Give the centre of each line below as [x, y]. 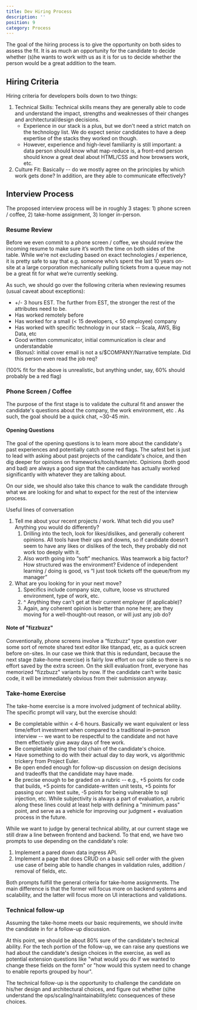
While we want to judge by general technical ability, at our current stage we [97, 829]
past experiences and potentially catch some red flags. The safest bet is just [98, 449]
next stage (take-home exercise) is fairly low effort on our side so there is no [98, 659]
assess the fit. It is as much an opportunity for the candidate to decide [91, 51]
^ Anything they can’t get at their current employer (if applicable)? [103, 602]
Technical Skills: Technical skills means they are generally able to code [100, 107]
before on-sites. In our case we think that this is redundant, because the [93, 653]
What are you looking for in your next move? [68, 583]
